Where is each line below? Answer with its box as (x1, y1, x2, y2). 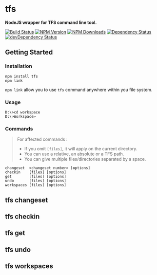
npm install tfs (5, 74, 38, 79)
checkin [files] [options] (5, 170, 67, 175)
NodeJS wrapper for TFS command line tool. (5, 19, 97, 25)
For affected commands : (17, 136, 68, 142)
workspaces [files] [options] (5, 183, 67, 188)
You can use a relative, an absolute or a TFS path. (24, 151, 124, 157)
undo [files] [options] (5, 179, 67, 183)
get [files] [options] (5, 174, 67, 179)
